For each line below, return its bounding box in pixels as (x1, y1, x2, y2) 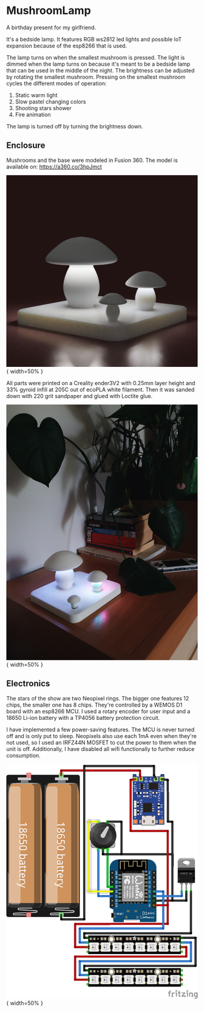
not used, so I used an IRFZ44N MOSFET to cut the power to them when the (6, 739, 197, 746)
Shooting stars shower (15, 104, 72, 111)
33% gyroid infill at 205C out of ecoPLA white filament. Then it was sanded (6, 386, 195, 393)
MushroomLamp (6, 4, 91, 18)
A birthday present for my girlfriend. (6, 24, 97, 31)
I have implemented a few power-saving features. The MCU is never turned (6, 725, 195, 733)
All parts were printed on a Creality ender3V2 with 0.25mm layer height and (6, 379, 195, 386)
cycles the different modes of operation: (6, 80, 107, 87)
